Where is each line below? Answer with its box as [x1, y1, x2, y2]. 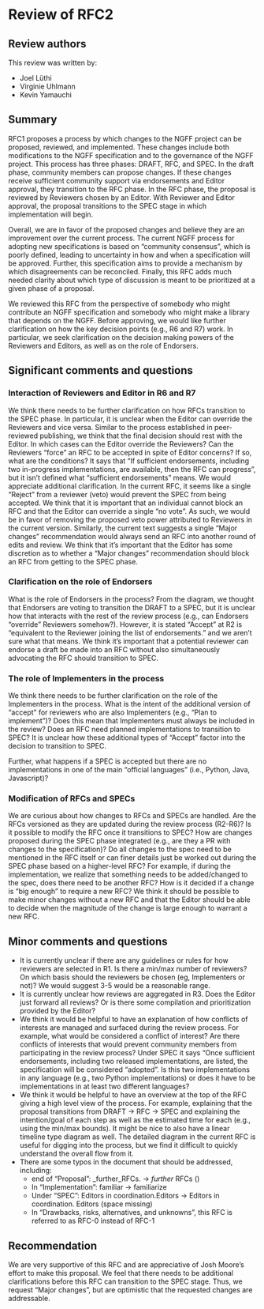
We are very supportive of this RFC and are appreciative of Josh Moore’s [8, 1260, 244, 1269]
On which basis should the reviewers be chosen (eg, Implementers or [19, 972, 246, 982]
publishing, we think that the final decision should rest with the [39, 431, 243, 440]
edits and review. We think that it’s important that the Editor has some [8, 540, 233, 549]
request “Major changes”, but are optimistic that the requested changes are [8, 1285, 253, 1295]
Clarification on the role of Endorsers [8, 576, 153, 587]
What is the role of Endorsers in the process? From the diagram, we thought [8, 594, 255, 604]
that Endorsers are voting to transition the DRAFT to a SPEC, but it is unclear [8, 602, 256, 612]
